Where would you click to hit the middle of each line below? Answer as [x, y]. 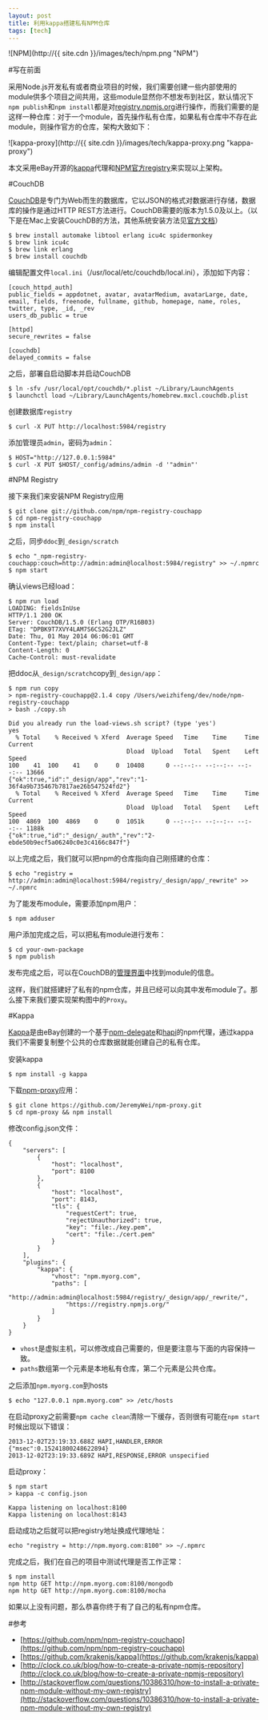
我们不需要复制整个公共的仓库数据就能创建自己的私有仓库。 [106, 1043]
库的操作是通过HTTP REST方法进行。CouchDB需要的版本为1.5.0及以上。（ [130, 211]
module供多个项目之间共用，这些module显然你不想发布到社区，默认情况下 [131, 97]
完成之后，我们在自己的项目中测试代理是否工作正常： [96, 1561]
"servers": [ [44, 1151]
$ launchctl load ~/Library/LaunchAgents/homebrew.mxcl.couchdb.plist [128, 396]
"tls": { [66, 1207]
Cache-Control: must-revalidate [62, 657]
